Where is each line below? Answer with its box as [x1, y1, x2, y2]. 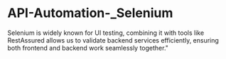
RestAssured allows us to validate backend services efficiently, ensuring [7, 36, 219, 44]
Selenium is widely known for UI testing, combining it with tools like [7, 28, 205, 37]
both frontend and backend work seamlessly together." [7, 43, 169, 52]
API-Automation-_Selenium [7, 5, 173, 21]
